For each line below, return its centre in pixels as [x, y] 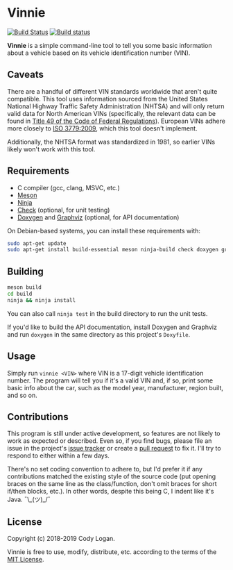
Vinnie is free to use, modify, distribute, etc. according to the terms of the [112, 552]
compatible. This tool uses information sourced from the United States [107, 99]
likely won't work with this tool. [51, 149]
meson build [24, 287]
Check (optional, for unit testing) [63, 210]
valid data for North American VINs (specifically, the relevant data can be [112, 113]
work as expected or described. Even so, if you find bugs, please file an [110, 441]
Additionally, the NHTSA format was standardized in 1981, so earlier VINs [111, 142]
